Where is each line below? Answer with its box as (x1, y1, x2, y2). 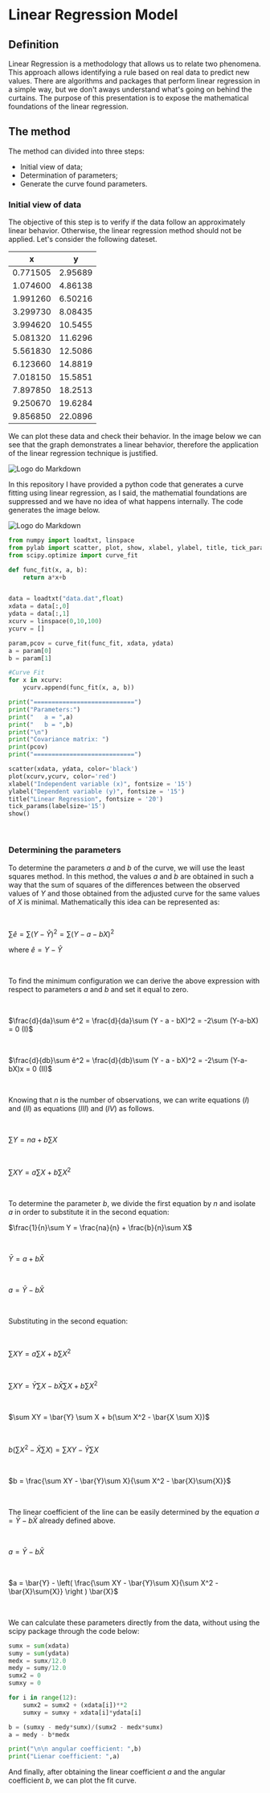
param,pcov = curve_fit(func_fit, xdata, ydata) (8, 639, 174, 647)
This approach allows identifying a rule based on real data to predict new (8, 68, 250, 77)
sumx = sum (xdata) (8, 1642, 70, 1650)
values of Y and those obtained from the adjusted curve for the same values (8, 888, 260, 898)
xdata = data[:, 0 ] (8, 602, 70, 610)
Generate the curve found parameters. (19, 178, 148, 188)
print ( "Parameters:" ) (8, 705, 81, 713)
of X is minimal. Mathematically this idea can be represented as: (8, 896, 220, 906)
